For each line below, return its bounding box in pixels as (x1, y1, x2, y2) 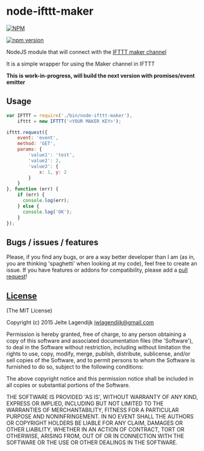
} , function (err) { (6, 186, 59, 192)
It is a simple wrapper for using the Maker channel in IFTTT (6, 60, 155, 67)
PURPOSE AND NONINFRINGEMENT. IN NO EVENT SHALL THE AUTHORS (6, 413, 194, 420)
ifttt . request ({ (6, 129, 48, 135)
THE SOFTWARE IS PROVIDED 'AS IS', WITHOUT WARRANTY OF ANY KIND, (6, 393, 199, 400)
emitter (6, 78, 26, 86)
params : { (17, 146, 43, 152)
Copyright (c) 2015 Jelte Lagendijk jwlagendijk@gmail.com (6, 319, 155, 326)
